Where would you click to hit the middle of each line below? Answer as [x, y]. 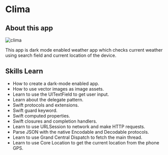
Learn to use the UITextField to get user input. [61, 94]
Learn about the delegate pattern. [48, 99]
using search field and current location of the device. [61, 55]
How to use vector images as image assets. [58, 89]
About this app [29, 28]
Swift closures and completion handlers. [55, 121]
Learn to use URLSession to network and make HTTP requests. [79, 126]
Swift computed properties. [41, 115]
